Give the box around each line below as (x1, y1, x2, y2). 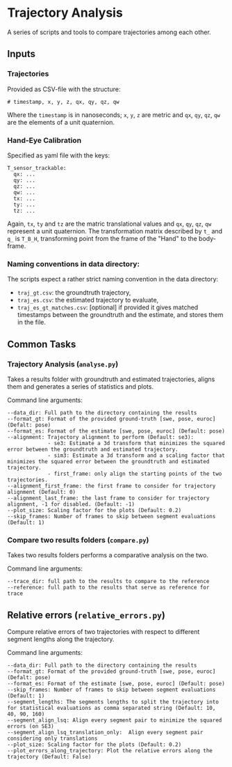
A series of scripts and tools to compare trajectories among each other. (7, 28, 212, 36)
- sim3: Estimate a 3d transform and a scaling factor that (47, 451, 226, 459)
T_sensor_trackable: (7, 164, 67, 171)
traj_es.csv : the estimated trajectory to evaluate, (17, 296, 159, 304)
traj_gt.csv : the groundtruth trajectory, (17, 288, 131, 297)
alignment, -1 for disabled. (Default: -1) (7, 500, 135, 508)
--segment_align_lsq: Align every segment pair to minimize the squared (7, 717, 222, 724)
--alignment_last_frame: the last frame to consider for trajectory (7, 495, 210, 502)
